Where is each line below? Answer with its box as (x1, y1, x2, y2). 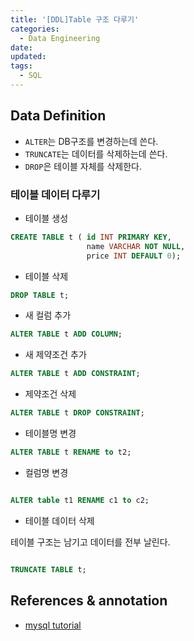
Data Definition (10, 107, 107, 125)
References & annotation (10, 592, 168, 610)
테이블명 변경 (24, 427, 77, 440)
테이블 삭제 (24, 270, 69, 282)
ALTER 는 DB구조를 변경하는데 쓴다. (24, 135, 159, 147)
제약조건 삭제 (24, 388, 77, 400)
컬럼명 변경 (24, 466, 69, 478)
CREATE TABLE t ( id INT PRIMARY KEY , (10, 232, 172, 242)
